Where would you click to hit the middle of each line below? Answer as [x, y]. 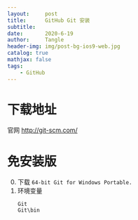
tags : [15, 66]
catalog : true [28, 53]
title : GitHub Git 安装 [49, 20]
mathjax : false [29, 60]
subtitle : [22, 27]
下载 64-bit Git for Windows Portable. [75, 182]
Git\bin [28, 211]
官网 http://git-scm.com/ [43, 130]
